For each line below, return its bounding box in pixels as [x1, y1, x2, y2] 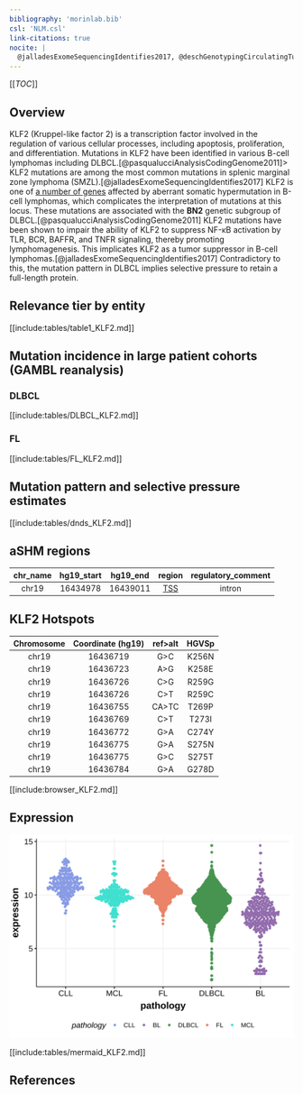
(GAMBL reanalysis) [9, 363, 124, 378]
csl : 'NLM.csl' [9, 23, 67, 33]
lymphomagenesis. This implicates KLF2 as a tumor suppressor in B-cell [9, 244, 278, 254]
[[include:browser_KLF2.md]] [9, 784, 119, 795]
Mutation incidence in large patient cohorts [9, 348, 258, 364]
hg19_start [59, 569, 102, 581]
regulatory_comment [190, 569, 271, 581]
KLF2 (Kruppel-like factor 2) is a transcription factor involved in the [9, 128, 259, 139]
